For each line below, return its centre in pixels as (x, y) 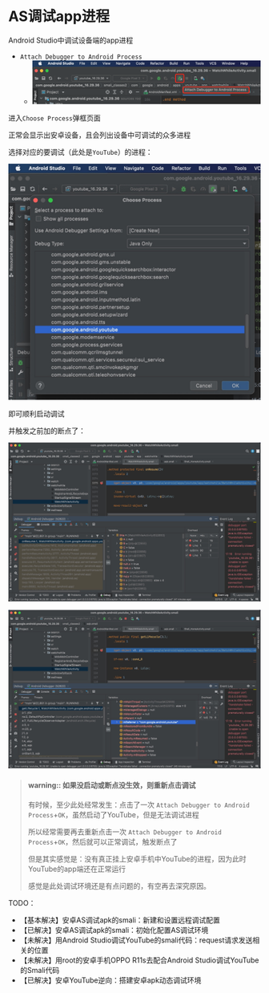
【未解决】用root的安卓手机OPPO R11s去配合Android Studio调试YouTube (139, 960)
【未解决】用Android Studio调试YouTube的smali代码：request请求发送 (136, 940)
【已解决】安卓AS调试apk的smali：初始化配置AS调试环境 (114, 930)
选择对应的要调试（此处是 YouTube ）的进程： (81, 152)
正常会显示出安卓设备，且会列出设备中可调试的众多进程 (99, 135)
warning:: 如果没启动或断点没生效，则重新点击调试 (112, 785)
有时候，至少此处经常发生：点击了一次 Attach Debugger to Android (139, 805)
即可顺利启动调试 (36, 414)
